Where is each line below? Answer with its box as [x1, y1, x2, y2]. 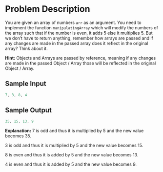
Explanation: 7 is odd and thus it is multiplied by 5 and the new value [5, 128, 144, 134]
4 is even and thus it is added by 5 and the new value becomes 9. [5, 161, 137, 167]
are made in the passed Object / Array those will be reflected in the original [5, 60, 156, 66]
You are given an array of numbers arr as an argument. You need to [5, 20, 142, 25]
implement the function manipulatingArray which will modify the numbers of [5, 24, 159, 30]
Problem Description [5, 3, 90, 15]
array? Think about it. [5, 45, 48, 51]
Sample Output [5, 106, 52, 114]
